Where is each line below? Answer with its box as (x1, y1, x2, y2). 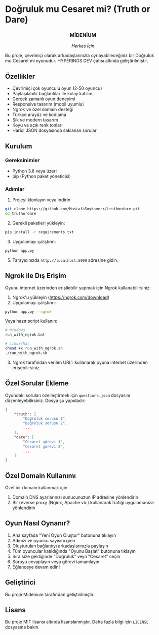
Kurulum (5, 142, 33, 150)
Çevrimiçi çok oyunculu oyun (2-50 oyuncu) (12, 85, 102, 91)
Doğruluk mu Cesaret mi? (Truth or (5, 3, 151, 15)
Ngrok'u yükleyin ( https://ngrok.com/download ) (12, 294, 110, 300)
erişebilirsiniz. (12, 364, 41, 370)
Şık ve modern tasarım (12, 117, 58, 123)
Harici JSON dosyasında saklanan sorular (12, 127, 97, 133)
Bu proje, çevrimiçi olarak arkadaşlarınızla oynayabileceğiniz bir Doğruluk (5, 53, 154, 58)
